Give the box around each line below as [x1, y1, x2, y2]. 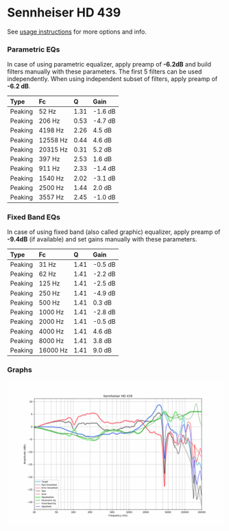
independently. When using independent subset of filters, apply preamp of [7, 75, 218, 83]
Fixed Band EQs [7, 212, 60, 222]
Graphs [7, 365, 32, 375]
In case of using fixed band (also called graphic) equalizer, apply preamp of [7, 228, 221, 236]
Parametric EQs [7, 45, 60, 54]
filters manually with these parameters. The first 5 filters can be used [7, 67, 202, 76]
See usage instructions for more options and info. [7, 27, 147, 36]
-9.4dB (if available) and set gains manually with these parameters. [7, 235, 197, 244]
